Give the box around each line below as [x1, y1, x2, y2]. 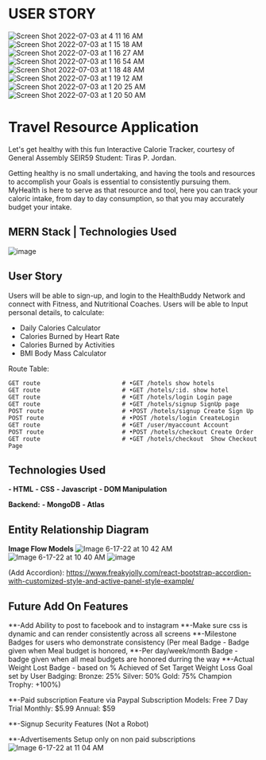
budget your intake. [8, 202, 72, 212]
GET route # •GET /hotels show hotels [8, 379, 215, 387]
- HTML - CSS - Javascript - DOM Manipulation [8, 485, 168, 494]
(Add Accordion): [8, 568, 65, 578]
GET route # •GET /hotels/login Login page [8, 393, 233, 401]
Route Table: [8, 364, 50, 373]
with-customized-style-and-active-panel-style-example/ [8, 576, 195, 586]
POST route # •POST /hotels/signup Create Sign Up [8, 407, 254, 415]
